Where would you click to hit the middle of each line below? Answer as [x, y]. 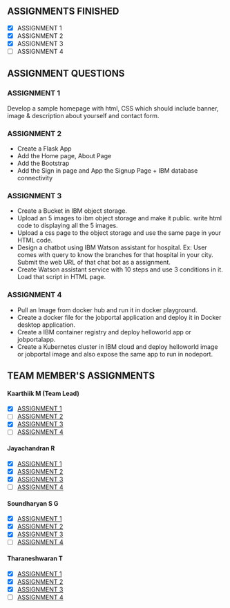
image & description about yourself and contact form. [83, 115]
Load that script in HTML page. [61, 277]
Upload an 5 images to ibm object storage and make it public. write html [119, 218]
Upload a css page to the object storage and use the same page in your [119, 233]
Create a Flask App [44, 149]
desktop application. [46, 325]
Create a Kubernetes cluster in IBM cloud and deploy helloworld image [117, 346]
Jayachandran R [31, 448]
